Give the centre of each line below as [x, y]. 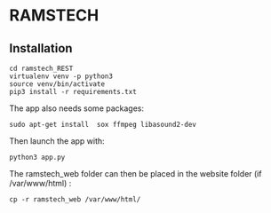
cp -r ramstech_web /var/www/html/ [75, 200]
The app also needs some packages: [77, 108]
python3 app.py [37, 157]
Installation [41, 48]
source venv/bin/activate [57, 84]
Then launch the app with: [57, 141]
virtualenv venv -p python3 [61, 76]
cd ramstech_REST [41, 68]
